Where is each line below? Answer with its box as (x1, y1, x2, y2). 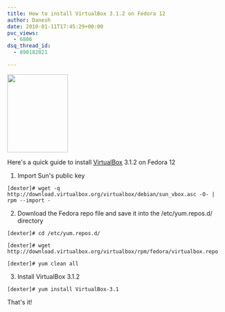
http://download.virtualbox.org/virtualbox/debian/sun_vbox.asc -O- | (7, 191, 215, 198)
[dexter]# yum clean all (7, 260, 79, 267)
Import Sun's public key (17, 171, 85, 180)
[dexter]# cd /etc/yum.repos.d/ (7, 229, 100, 236)
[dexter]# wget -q (7, 184, 60, 191)
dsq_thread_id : (7, 42, 51, 49)
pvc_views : (7, 29, 39, 37)
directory (17, 216, 44, 225)
